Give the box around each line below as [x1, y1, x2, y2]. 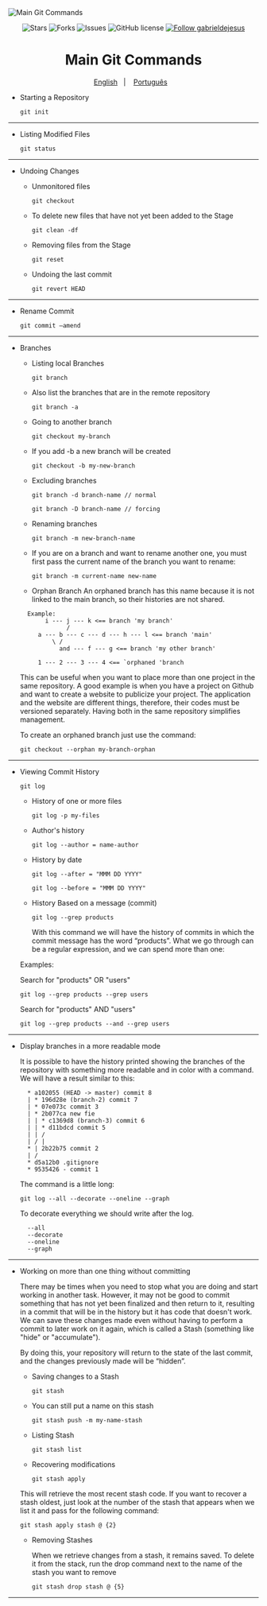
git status [19, 145, 56, 153]
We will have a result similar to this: [19, 1073, 135, 1083]
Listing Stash [31, 1430, 75, 1440]
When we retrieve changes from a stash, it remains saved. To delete [31, 1550, 254, 1560]
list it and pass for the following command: [19, 1506, 160, 1515]
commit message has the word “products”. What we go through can [31, 936, 254, 945]
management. [19, 715, 66, 724]
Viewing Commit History [19, 766, 99, 776]
